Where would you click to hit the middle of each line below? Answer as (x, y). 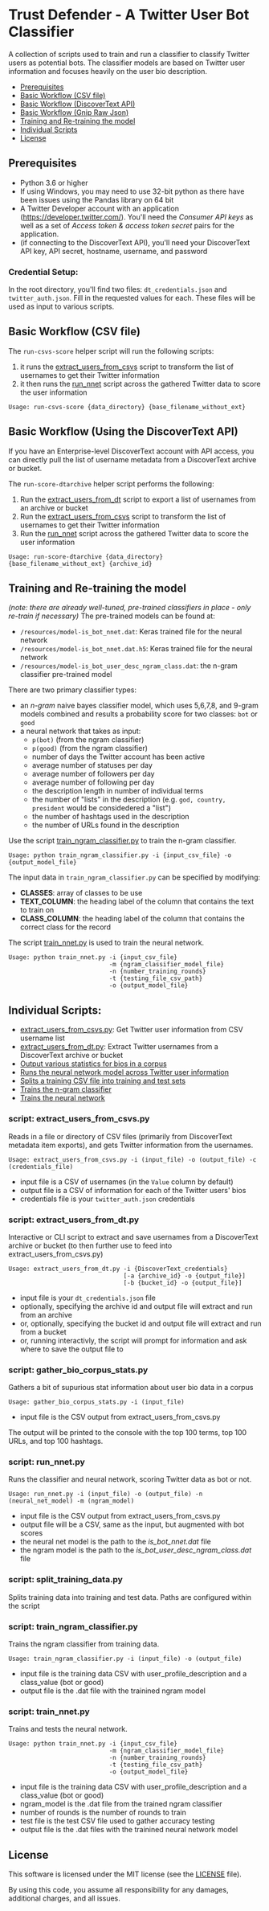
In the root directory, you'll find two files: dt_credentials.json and (118, 289)
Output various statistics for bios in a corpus (93, 1064)
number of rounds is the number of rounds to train (103, 1813)
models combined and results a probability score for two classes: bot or (139, 714)
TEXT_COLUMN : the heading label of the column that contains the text (137, 901)
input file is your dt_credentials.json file (88, 1298)
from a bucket (43, 1331)
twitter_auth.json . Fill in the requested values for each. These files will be (132, 298)
